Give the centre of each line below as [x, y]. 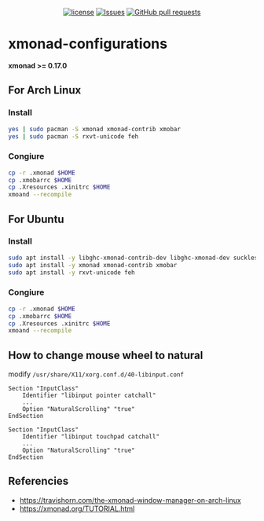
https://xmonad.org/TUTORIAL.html [77, 508]
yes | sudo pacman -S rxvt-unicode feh [73, 136]
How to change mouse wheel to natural [106, 355]
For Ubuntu [36, 219]
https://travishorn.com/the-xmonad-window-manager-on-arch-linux [130, 500]
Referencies [38, 481]
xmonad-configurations [88, 44]
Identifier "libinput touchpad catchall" [91, 437]
